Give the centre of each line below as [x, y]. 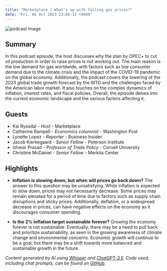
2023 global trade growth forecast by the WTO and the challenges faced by [83, 83]
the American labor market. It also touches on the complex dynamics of [79, 88]
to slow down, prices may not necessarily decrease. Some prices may [84, 191]
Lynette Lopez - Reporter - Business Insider [57, 137]
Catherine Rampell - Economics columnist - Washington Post [75, 132]
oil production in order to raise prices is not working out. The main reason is [83, 62]
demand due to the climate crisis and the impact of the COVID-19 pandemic [83, 72]
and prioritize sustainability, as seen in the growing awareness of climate [87, 232]
